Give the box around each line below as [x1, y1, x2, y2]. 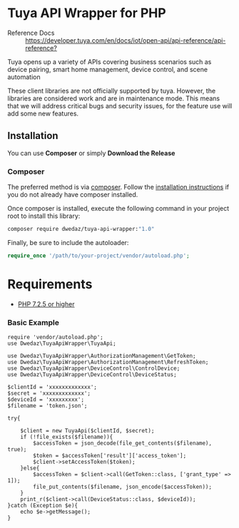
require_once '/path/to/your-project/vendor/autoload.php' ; [7, 252, 190, 259]
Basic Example [7, 317, 59, 327]
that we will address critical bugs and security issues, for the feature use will [7, 101, 233, 110]
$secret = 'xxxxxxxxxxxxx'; [7, 390, 91, 397]
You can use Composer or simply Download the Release [7, 148, 176, 157]
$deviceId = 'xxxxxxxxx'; [7, 396, 84, 403]
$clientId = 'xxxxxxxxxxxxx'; [7, 383, 98, 391]
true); [7, 446, 27, 453]
